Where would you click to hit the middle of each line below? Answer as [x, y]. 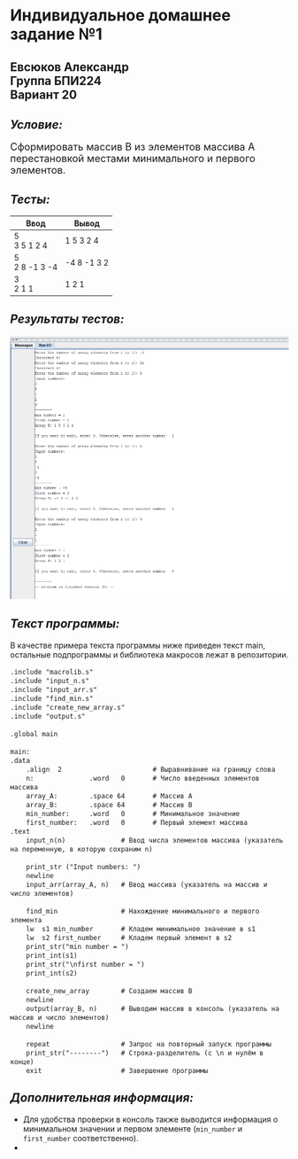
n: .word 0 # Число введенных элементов [143, 778]
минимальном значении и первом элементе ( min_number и [133, 1128]
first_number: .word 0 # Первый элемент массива [137, 822]
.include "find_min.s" [52, 698]
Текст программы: [65, 624]
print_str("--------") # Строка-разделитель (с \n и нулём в [145, 1053]
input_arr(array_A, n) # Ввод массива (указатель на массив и [147, 884]
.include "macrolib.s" [52, 672]
